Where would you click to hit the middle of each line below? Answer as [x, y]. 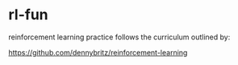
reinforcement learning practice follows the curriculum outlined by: [119, 37]
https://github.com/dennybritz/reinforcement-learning [98, 52]
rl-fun [28, 15]
